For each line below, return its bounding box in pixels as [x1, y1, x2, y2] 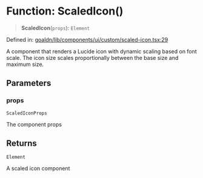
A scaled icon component [6, 165, 70, 172]
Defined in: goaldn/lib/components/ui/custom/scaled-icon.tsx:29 [6, 36, 168, 43]
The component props [6, 120, 62, 128]
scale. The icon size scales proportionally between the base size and [6, 54, 179, 61]
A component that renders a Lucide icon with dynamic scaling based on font [6, 47, 197, 55]
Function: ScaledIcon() [6, 4, 124, 18]
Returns [6, 138, 38, 149]
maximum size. [6, 61, 44, 68]
